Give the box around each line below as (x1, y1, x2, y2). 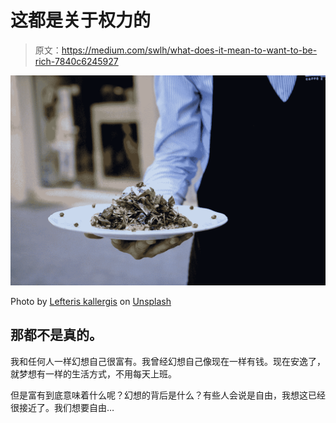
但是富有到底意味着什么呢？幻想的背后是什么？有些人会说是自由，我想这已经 (10, 389, 326, 401)
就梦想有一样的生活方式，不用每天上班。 (10, 367, 177, 380)
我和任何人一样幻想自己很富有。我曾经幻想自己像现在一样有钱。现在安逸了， (10, 355, 326, 367)
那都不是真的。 (10, 327, 103, 344)
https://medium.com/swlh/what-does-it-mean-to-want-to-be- (61, 44, 318, 56)
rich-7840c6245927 (34, 55, 119, 67)
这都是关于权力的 (10, 9, 152, 32)
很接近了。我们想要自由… (10, 401, 115, 413)
